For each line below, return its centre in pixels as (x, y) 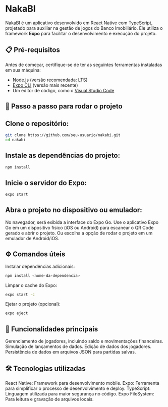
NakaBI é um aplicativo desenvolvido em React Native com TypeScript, (79, 23)
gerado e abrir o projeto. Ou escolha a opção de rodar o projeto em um (79, 233)
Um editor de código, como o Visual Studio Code (63, 90)
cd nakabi (16, 140)
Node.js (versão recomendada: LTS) (50, 80)
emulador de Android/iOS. (32, 238)
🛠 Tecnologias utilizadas (45, 368)
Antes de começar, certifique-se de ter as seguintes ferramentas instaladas (84, 65)
